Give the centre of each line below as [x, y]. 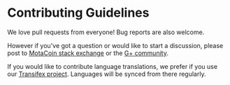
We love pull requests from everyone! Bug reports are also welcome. [106, 32]
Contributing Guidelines [78, 13]
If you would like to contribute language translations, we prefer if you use [113, 66]
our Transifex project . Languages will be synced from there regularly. [107, 74]
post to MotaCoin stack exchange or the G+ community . [88, 53]
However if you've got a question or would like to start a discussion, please [115, 45]
